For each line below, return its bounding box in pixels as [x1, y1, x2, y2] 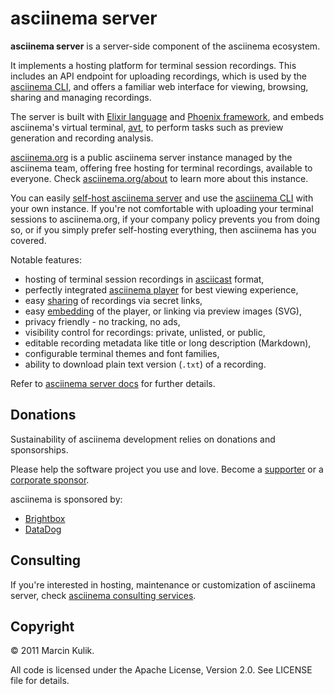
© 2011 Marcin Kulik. [10, 645, 95, 657]
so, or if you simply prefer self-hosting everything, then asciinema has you [10, 223, 317, 236]
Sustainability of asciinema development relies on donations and [10, 433, 276, 445]
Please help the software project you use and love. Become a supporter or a [10, 463, 324, 475]
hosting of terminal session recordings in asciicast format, [24, 273, 265, 285]
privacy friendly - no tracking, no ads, [24, 315, 181, 327]
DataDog [24, 523, 62, 535]
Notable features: [10, 253, 82, 266]
